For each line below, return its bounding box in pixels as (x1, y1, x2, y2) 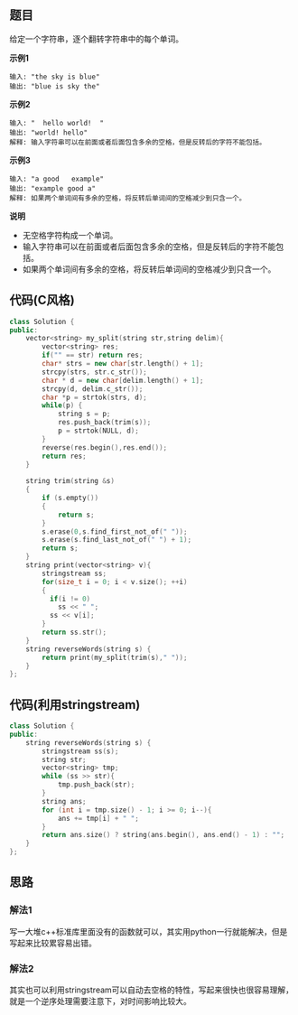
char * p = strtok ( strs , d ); (42, 393, 147, 402)
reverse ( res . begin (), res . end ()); (42, 442, 168, 452)
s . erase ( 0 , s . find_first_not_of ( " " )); (42, 526, 188, 536)
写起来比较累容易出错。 (9, 937, 97, 948)
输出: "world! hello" (9, 128, 88, 137)
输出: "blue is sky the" (9, 81, 100, 91)
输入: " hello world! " (9, 118, 104, 127)
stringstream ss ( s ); (42, 747, 119, 756)
